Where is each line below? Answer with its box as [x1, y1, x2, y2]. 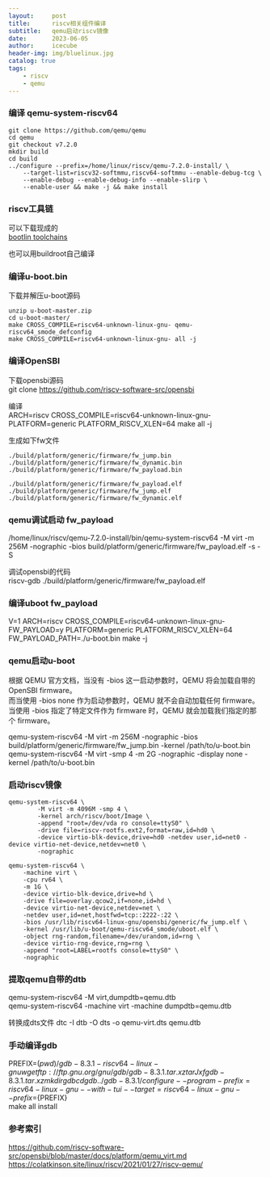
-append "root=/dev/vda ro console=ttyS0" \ [37, 819, 190, 827]
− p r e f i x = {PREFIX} [8, 1093, 68, 1103]
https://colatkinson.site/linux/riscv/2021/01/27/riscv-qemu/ [8, 1159, 204, 1169]
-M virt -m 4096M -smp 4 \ [37, 805, 129, 813]
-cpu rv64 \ [23, 876, 63, 884]
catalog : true [8, 57, 57, 65]
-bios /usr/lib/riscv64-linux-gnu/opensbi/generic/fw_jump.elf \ [23, 918, 248, 926]
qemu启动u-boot [8, 655, 75, 666]
